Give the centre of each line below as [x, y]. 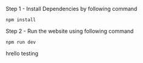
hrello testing [22, 53]
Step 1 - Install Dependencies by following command [71, 9]
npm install [21, 20]
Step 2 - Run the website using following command [70, 31]
